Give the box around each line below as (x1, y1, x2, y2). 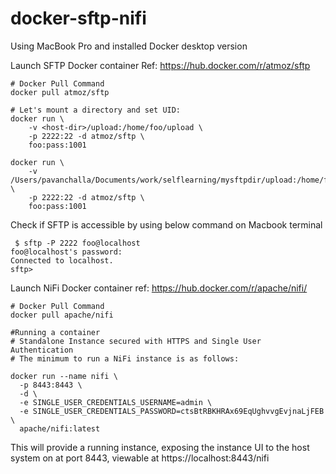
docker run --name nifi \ (10, 371, 118, 381)
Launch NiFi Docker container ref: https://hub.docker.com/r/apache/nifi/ (10, 282, 308, 294)
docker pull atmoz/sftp (10, 87, 110, 97)
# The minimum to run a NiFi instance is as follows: (10, 353, 240, 364)
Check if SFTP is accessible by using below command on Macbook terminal (10, 218, 323, 231)
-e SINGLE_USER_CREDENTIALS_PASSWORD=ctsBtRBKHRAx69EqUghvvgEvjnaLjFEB (19, 406, 325, 416)
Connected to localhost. (10, 255, 114, 266)
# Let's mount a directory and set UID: (10, 105, 182, 115)
